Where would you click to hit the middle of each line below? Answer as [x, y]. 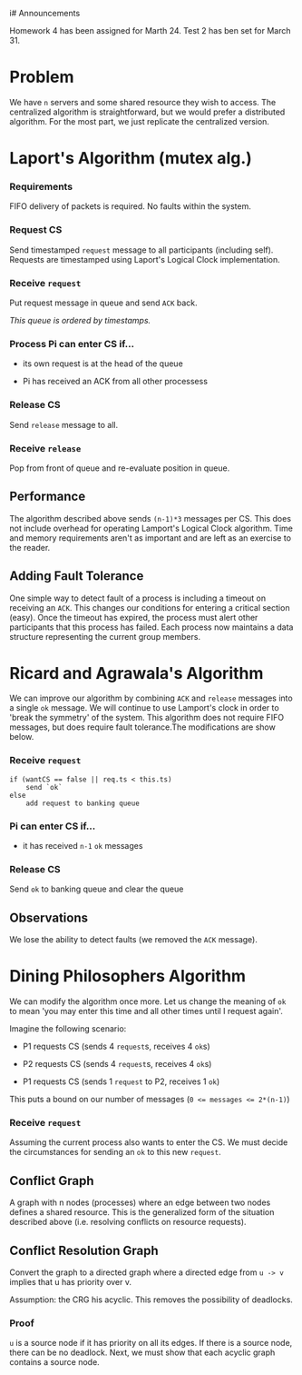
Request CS [36, 230]
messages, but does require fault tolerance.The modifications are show [143, 727]
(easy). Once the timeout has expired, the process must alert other [134, 617]
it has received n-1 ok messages [83, 846]
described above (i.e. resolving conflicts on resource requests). [128, 1222]
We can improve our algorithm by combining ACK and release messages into [151, 698]
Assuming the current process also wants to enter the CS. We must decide [149, 1142]
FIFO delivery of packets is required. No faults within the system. [130, 206]
